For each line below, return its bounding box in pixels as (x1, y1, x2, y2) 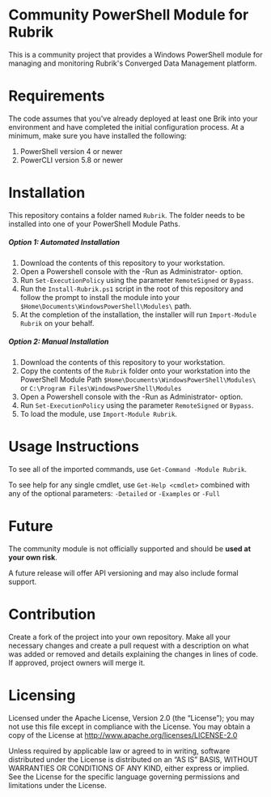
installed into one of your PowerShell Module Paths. (8, 219, 180, 229)
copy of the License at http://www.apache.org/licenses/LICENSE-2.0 (8, 730, 238, 739)
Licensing (8, 686, 76, 705)
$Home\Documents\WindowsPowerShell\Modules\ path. (19, 301, 192, 311)
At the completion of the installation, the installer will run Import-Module (19, 310, 257, 319)
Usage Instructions (8, 437, 140, 456)
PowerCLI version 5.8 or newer (19, 155, 124, 165)
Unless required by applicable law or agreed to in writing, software (8, 746, 231, 756)
